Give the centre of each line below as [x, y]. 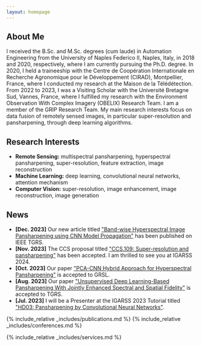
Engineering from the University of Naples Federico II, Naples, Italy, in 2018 [100, 58]
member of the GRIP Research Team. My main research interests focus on [99, 110]
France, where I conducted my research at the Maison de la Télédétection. [100, 84]
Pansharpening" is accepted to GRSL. [62, 275]
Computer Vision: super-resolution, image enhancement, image [96, 189]
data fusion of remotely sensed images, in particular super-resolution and [99, 116]
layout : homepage [28, 12]
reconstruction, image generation [57, 195]
